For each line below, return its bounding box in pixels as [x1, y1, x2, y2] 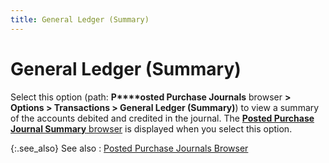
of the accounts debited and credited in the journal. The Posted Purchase [10, 112, 315, 124]
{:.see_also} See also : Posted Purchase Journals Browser [10, 142, 249, 154]
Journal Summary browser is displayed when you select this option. [10, 122, 293, 135]
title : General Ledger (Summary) [10, 14, 150, 25]
